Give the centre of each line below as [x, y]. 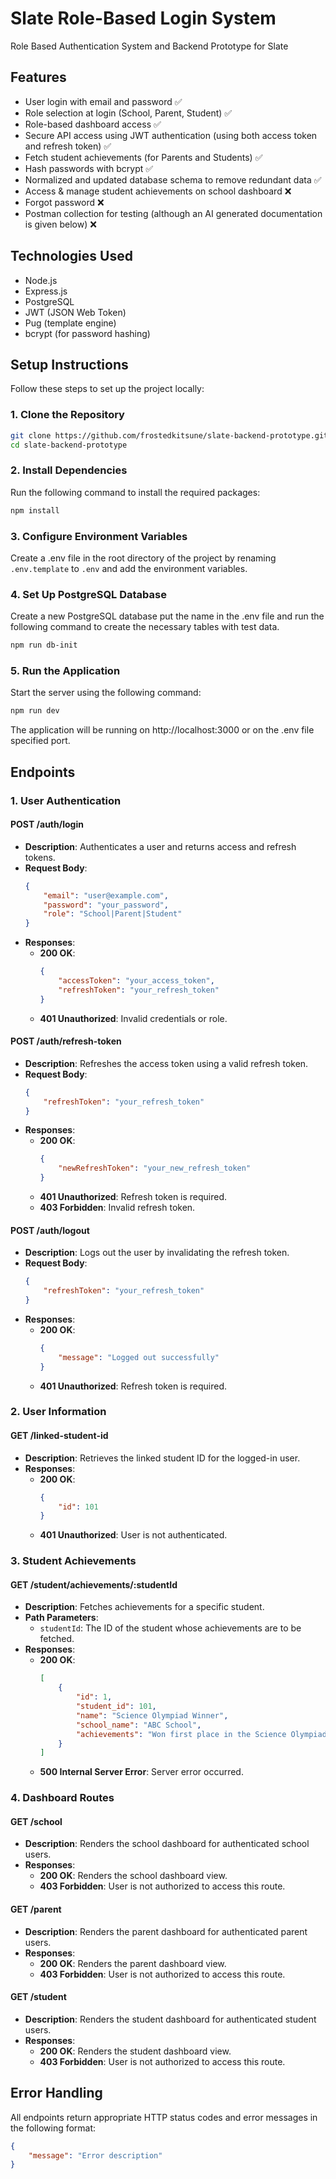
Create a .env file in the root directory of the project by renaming [143, 558]
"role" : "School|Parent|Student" [113, 914]
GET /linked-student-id [59, 1436]
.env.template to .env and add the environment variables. [129, 568]
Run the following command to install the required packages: [135, 492]
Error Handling [56, 2093]
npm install [35, 510]
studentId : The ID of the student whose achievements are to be [170, 1628]
